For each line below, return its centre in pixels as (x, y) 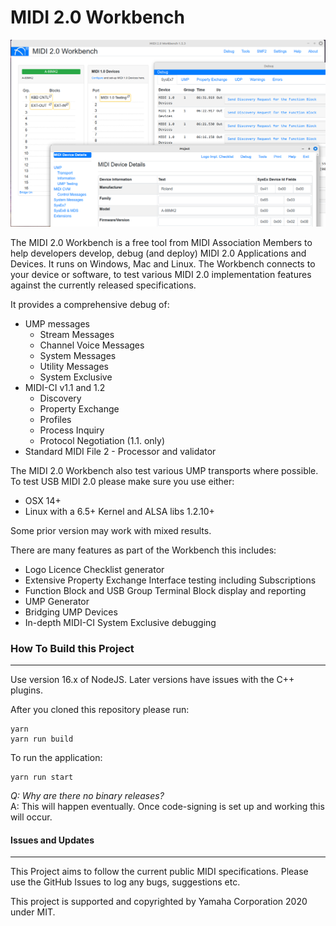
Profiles (55, 419)
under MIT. (33, 912)
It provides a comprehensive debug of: (90, 304)
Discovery (60, 398)
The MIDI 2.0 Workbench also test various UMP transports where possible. (164, 470)
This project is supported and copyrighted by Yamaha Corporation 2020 (159, 902)
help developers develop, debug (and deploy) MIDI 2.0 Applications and (158, 253)
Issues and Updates (52, 840)
